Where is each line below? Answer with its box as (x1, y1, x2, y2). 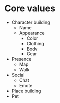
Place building (11, 88, 41, 94)
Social (11, 72, 25, 78)
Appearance (19, 30, 45, 36)
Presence (11, 56, 32, 62)
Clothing (26, 40, 44, 46)
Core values (4, 3, 56, 14)
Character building (11, 19, 50, 25)
